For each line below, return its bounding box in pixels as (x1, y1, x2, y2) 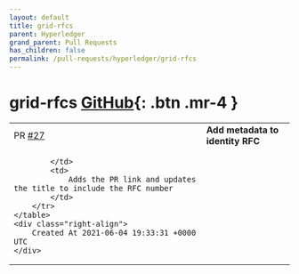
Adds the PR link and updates (68, 174, 197, 184)
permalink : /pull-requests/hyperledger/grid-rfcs (9, 54, 198, 63)
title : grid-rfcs (9, 21, 74, 30)
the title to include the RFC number (13, 183, 174, 193)
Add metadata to (206, 124, 279, 136)
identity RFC (206, 134, 261, 147)
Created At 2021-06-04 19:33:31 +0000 (31, 228, 197, 238)
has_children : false (9, 46, 86, 55)
